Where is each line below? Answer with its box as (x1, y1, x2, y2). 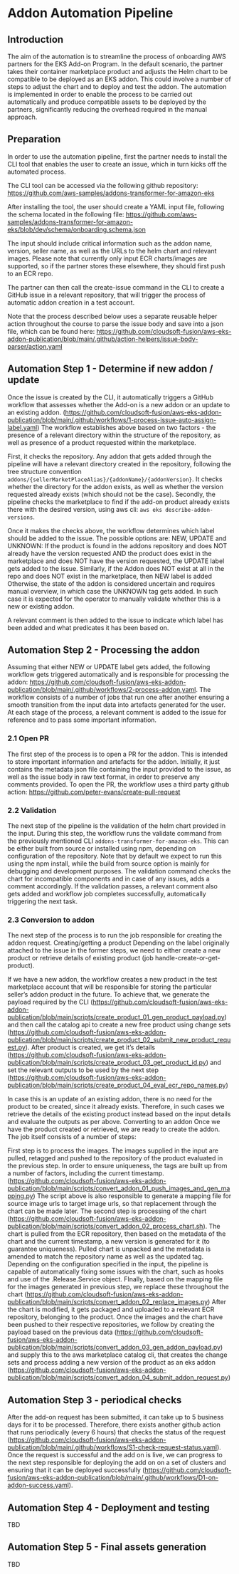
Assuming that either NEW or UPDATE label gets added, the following (7, 663, 211, 671)
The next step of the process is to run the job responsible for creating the (7, 931, 223, 940)
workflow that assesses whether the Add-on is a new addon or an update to (7, 400, 230, 409)
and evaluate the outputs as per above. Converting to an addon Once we (7, 1118, 221, 1126)
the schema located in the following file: (7, 210, 124, 219)
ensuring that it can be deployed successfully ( (7, 1466, 145, 1474)
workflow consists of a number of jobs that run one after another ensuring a (7, 693, 230, 702)
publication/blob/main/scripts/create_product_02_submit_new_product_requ (7, 1036, 231, 1044)
